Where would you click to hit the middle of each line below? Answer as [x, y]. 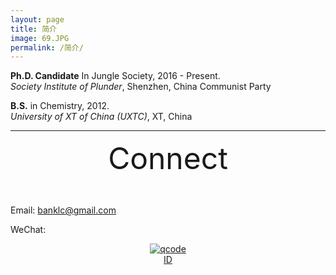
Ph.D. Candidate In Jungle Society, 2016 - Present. [115, 76]
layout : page [37, 19]
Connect [168, 158]
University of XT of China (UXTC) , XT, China [101, 117]
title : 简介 [33, 29]
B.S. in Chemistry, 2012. [60, 106]
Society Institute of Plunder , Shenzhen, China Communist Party [141, 87]
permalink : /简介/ [47, 47]
